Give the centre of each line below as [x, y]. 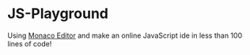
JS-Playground [58, 14]
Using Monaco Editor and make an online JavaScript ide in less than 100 [125, 35]
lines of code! [30, 43]
